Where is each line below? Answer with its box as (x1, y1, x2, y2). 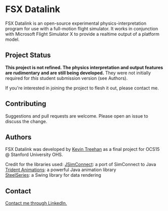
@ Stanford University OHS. (5, 151, 63, 157)
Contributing (5, 99, 46, 108)
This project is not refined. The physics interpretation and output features (5, 64, 163, 70)
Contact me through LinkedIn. (5, 200, 67, 206)
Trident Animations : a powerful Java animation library (5, 167, 117, 173)
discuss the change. (5, 118, 47, 124)
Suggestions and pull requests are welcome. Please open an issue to (5, 113, 148, 119)
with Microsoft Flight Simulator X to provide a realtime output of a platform (5, 31, 160, 37)
